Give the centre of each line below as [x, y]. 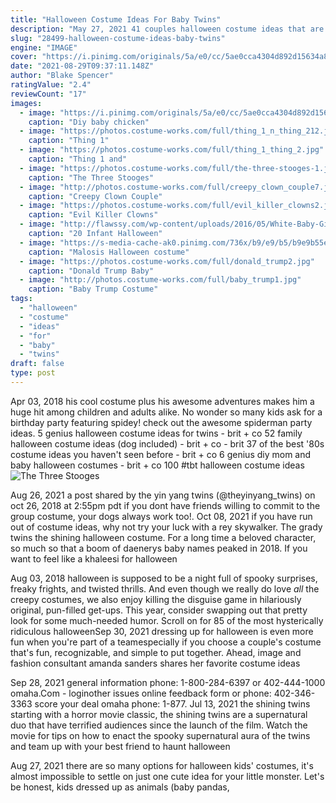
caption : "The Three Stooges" [91, 177]
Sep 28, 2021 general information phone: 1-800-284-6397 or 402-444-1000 [168, 682]
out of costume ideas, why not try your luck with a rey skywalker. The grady [166, 527]
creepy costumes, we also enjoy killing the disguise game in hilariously [156, 599]
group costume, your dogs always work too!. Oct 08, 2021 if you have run [161, 516]
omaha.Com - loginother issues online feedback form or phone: [141, 693]
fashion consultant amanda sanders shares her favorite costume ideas [155, 663]
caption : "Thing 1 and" [78, 159]
